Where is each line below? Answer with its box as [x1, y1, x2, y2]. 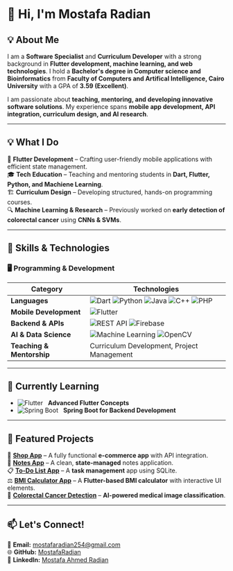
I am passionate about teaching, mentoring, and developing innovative [7, 95, 214, 103]
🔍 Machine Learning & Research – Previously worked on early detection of [7, 205, 225, 214]
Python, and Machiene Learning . [7, 180, 103, 188]
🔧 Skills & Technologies [7, 242, 110, 254]
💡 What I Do [7, 137, 59, 148]
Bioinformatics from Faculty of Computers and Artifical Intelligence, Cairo [7, 74, 225, 83]
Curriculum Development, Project [89, 341, 198, 350]
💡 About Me [7, 34, 60, 46]
